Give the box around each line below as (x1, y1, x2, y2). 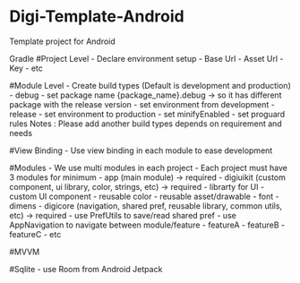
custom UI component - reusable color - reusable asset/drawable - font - (9, 191, 279, 202)
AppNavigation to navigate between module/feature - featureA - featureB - (9, 219, 285, 230)
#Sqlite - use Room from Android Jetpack (9, 263, 163, 274)
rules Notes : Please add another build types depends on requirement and (9, 118, 282, 129)
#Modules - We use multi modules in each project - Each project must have (9, 162, 288, 173)
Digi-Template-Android (9, 6, 185, 27)
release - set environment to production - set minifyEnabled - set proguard (9, 108, 286, 119)
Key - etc (9, 63, 43, 73)
